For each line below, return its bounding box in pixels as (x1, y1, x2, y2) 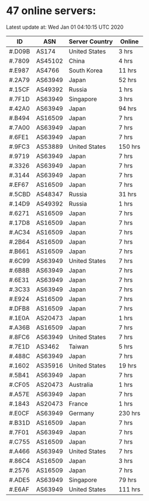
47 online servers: (6, 4, 96, 18)
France (68, 400, 88, 408)
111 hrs (118, 485, 141, 493)
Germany (68, 409, 95, 417)
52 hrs (118, 76, 137, 84)
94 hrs (118, 104, 137, 113)
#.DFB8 (9, 304, 30, 312)
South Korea (68, 66, 103, 74)
